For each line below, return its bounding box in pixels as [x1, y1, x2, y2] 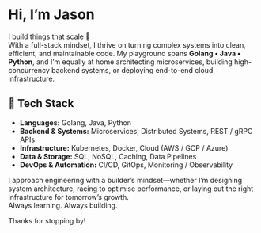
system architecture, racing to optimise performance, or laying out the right [8, 184, 254, 193]
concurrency [8, 65, 50, 74]
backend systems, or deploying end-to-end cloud [51, 65, 214, 74]
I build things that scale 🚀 [8, 32, 91, 41]
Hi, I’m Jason [8, 6, 95, 24]
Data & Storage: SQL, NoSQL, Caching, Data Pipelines [19, 151, 197, 161]
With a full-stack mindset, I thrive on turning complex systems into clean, [8, 40, 247, 49]
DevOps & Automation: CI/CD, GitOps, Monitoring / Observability [19, 160, 233, 170]
